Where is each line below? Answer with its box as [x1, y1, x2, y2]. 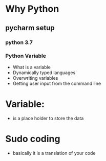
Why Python [5, 3, 59, 15]
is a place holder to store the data [12, 115, 84, 121]
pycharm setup [5, 24, 55, 32]
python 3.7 [5, 39, 33, 46]
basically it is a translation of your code [12, 150, 96, 156]
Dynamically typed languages [12, 70, 76, 76]
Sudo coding [5, 133, 60, 145]
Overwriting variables [12, 75, 58, 81]
